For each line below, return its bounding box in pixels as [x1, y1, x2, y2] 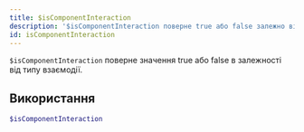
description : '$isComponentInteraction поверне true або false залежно [9, 22, 285, 31]
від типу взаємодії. [9, 64, 83, 75]
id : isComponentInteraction [9, 30, 116, 39]
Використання [9, 90, 96, 106]
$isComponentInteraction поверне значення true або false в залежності [9, 55, 282, 66]
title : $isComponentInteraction [9, 13, 131, 23]
